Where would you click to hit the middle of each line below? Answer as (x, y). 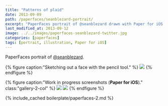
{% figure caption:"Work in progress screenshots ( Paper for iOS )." (74, 82)
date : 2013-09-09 (23, 15)
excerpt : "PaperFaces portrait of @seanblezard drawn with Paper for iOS (84, 24)
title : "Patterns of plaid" (35, 10)
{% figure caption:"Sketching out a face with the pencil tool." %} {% (79, 67)
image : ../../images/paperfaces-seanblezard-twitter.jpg (66, 33)
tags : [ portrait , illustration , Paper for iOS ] (56, 43)
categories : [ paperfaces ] (32, 38)
